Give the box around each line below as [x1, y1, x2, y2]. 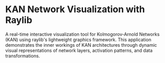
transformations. [5, 52, 40, 59]
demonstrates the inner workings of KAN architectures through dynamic [5, 42, 157, 48]
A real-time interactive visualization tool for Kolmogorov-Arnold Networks [5, 31, 160, 37]
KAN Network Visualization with [5, 4, 145, 15]
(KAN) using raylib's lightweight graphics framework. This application [5, 37, 152, 43]
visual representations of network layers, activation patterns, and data [5, 47, 153, 53]
